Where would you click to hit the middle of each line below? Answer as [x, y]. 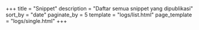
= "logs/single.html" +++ [36, 21]
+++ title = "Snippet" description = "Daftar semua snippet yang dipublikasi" [99, 9]
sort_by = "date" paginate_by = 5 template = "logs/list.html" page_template [99, 15]
